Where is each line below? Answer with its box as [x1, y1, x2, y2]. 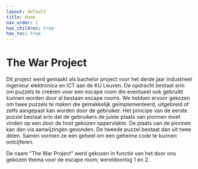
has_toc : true [6, 31, 41, 37]
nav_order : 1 [6, 19, 38, 25]
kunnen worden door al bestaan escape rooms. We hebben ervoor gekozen [6, 95, 190, 102]
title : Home [6, 14, 35, 20]
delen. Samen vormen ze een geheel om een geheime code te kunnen [6, 132, 177, 139]
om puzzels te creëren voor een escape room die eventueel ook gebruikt [6, 88, 183, 95]
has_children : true [6, 25, 54, 31]
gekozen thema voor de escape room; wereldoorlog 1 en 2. [6, 156, 150, 163]
